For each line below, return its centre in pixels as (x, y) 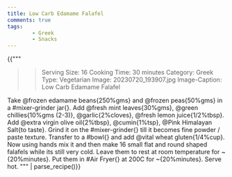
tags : (15, 26)
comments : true (29, 20)
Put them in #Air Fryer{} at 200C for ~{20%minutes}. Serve (137, 159)
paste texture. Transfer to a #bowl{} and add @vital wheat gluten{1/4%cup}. (116, 137)
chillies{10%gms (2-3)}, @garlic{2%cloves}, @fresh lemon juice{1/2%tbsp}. (116, 115)
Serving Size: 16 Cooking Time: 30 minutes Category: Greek (127, 73)
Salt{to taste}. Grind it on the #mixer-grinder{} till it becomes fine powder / (114, 130)
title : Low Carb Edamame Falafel (56, 13)
